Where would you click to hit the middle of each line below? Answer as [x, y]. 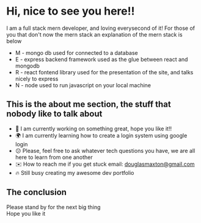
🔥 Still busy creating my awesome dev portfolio [75, 172]
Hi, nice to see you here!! [71, 11]
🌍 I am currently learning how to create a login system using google [101, 135]
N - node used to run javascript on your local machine [83, 85]
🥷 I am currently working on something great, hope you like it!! [93, 129]
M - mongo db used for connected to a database [77, 52]
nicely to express [37, 79]
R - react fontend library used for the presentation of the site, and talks [104, 72]
